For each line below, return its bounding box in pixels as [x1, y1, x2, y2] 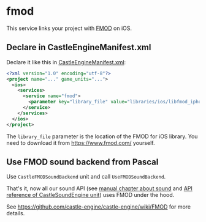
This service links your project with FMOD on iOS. [6, 24, 132, 32]
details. [6, 210, 25, 217]
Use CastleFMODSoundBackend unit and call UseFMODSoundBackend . [6, 173, 166, 180]
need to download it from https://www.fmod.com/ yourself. [6, 139, 155, 146]
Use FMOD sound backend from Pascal [6, 157, 159, 167]
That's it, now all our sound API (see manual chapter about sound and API [6, 185, 193, 192]
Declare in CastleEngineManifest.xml [6, 42, 151, 53]
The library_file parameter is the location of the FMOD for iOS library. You [6, 133, 198, 140]
